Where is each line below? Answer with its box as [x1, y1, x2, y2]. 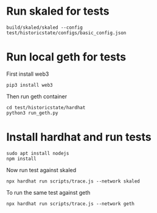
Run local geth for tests [6, 50, 127, 64]
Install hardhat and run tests [6, 130, 152, 144]
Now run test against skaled [6, 166, 77, 173]
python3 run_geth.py [6, 110, 59, 116]
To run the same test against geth [6, 189, 91, 196]
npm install [6, 156, 37, 162]
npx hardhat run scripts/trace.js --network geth [6, 200, 135, 207]
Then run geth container [6, 93, 68, 100]
